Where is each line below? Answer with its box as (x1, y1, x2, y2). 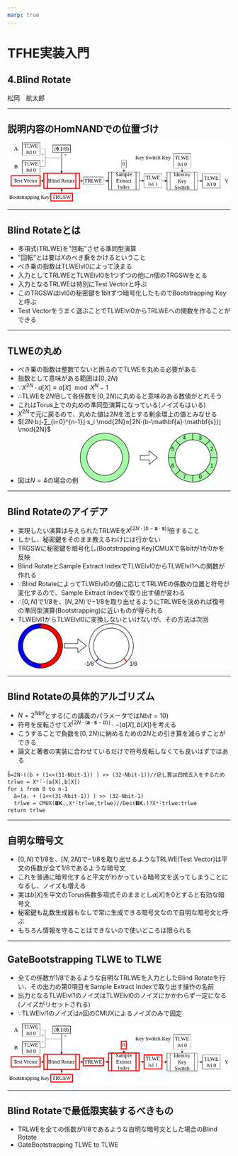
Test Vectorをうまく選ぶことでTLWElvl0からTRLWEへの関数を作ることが (17, 306, 231, 315)
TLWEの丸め (7, 345, 62, 357)
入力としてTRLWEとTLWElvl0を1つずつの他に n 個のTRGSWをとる (17, 271, 208, 280)
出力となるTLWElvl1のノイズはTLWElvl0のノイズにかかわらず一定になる (17, 991, 227, 1000)
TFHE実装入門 (7, 45, 90, 61)
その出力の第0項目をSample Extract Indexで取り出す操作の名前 (30, 982, 215, 990)
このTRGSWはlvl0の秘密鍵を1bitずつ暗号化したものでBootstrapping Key (17, 288, 227, 298)
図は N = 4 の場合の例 (17, 476, 79, 485)
